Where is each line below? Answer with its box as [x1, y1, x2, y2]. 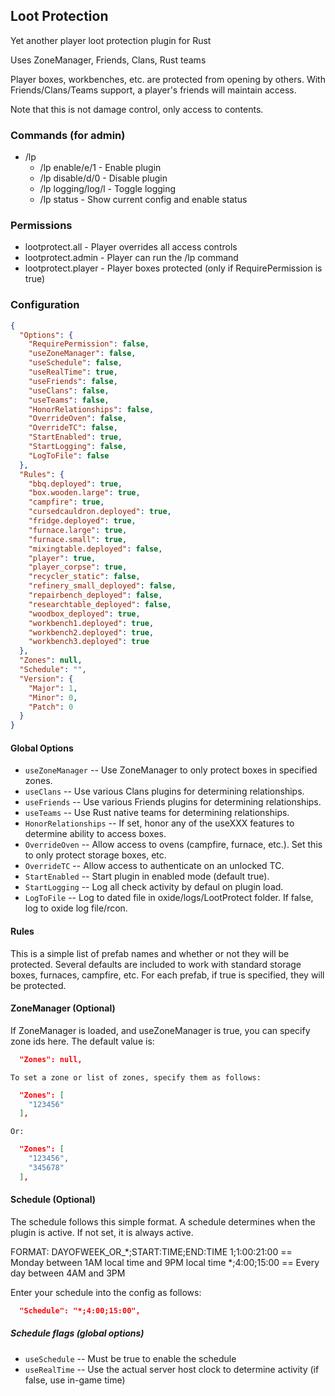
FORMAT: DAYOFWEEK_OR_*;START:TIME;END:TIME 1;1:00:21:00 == [10, 1246, 293, 1258]
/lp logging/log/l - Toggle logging [39, 183, 177, 195]
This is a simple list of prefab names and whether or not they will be [10, 947, 290, 959]
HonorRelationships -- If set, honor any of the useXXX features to [24, 817, 295, 829]
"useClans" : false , [28, 385, 110, 396]
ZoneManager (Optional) [10, 1002, 116, 1014]
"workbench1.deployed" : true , [28, 618, 155, 628]
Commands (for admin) [10, 128, 126, 142]
